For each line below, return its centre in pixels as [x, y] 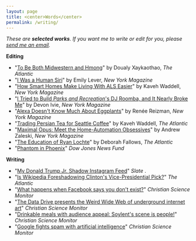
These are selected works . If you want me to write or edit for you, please [94, 39]
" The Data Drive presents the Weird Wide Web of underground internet [100, 202]
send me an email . [28, 45]
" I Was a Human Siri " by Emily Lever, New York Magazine [83, 80]
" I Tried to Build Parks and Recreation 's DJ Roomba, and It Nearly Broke [101, 99]
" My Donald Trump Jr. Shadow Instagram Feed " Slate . [80, 171]
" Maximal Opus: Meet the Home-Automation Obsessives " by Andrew [97, 130]
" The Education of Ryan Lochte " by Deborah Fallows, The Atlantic [94, 142]
